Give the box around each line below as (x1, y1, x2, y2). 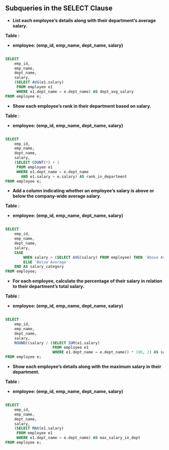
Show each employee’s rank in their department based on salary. (12, 103, 151, 109)
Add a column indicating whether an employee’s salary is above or (12, 188, 154, 194)
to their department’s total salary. (12, 283, 84, 289)
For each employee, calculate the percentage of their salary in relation (12, 278, 162, 284)
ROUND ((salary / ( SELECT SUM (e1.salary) (14, 340, 100, 345)
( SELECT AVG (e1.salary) (14, 80, 64, 85)
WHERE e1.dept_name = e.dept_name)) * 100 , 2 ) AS (52, 350, 158, 355)
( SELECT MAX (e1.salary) (14, 426, 64, 431)
